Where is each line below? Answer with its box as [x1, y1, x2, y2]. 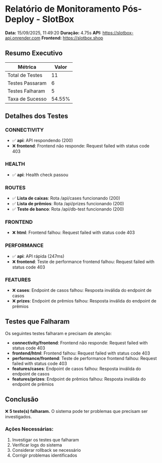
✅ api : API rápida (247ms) [12, 253, 65, 259]
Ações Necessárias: [5, 426, 54, 432]
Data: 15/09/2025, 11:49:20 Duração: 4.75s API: [5, 30, 102, 36]
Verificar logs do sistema [12, 442, 62, 448]
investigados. [5, 413, 32, 419]
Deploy [5, 14, 35, 25]
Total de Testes [7, 71, 43, 78]
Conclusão [5, 395, 39, 404]
